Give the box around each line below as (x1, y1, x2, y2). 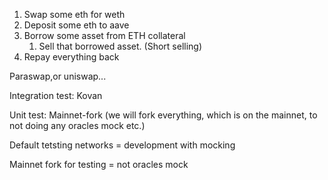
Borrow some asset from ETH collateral (23, 30, 186, 41)
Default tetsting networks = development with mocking (9, 139, 236, 151)
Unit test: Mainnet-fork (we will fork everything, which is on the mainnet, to (9, 109, 318, 121)
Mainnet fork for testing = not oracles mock (9, 159, 189, 170)
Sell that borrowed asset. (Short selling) (38, 40, 203, 52)
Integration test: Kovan (9, 90, 103, 101)
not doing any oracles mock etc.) (9, 120, 146, 131)
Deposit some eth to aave (23, 19, 130, 31)
